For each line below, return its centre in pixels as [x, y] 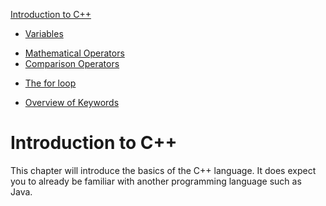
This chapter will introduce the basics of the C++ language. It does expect [163, 170]
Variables [44, 33]
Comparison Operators [72, 63]
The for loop [50, 83]
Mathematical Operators [74, 53]
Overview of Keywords [72, 102]
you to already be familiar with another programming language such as [156, 181]
